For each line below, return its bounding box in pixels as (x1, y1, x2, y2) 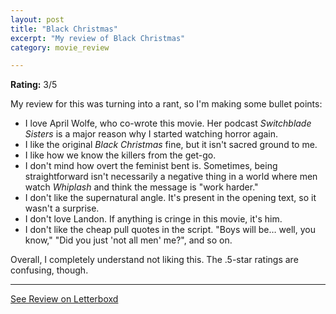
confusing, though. (10, 264, 89, 276)
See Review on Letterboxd (10, 293, 119, 305)
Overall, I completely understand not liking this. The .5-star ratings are (10, 254, 299, 266)
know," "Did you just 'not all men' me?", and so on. (24, 234, 233, 246)
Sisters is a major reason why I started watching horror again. (24, 128, 279, 140)
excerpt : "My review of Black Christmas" (10, 33, 186, 43)
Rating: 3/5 (10, 79, 58, 91)
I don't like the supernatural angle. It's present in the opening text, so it (24, 192, 317, 204)
